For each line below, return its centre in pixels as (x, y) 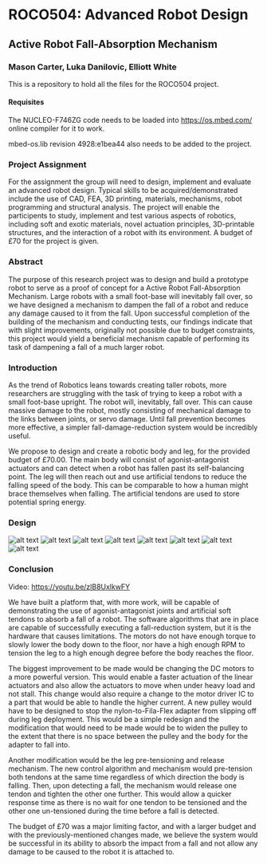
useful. (20, 435)
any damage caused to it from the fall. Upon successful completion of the (129, 313)
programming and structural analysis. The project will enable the (114, 207)
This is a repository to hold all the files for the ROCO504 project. (114, 84)
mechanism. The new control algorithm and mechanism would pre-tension (130, 768)
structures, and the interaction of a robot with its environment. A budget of (130, 233)
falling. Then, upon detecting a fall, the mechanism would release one (123, 785)
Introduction (33, 367)
